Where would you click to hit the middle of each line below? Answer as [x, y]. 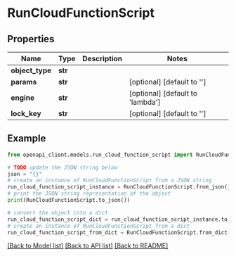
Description [103, 59]
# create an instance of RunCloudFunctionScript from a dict [99, 226]
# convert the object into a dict [58, 212]
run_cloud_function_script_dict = [58, 219]
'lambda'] [145, 102]
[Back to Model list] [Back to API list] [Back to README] [88, 246]
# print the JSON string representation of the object [89, 194]
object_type [31, 70]
